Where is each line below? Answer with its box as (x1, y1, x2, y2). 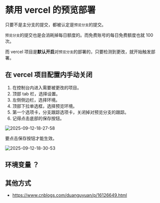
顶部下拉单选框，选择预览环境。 (12, 103, 77, 109)
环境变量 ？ (5, 161, 39, 169)
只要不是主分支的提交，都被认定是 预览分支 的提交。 (5, 22, 106, 28)
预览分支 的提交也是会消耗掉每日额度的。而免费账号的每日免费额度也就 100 (5, 32, 154, 38)
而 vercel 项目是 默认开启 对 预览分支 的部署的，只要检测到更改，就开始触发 (5, 49, 151, 55)
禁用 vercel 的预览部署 (5, 4, 96, 16)
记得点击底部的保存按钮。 (12, 115, 64, 121)
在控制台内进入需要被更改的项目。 (12, 85, 82, 90)
